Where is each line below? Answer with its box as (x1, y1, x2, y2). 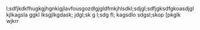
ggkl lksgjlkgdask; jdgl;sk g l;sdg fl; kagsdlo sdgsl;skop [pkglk (29, 11, 181, 18)
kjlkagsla (6, 11, 28, 18)
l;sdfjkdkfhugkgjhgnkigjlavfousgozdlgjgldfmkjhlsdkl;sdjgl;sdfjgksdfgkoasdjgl (6, 5, 194, 12)
